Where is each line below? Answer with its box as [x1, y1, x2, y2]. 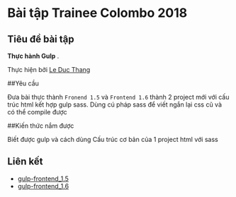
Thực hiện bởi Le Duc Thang [7, 66, 91, 73]
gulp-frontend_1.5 [17, 174, 69, 183]
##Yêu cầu [7, 79, 39, 88]
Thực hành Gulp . [7, 52, 60, 60]
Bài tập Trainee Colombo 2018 [7, 5, 188, 21]
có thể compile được [7, 108, 67, 116]
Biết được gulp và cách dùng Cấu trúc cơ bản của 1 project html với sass [7, 136, 218, 143]
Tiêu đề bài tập [7, 33, 74, 45]
